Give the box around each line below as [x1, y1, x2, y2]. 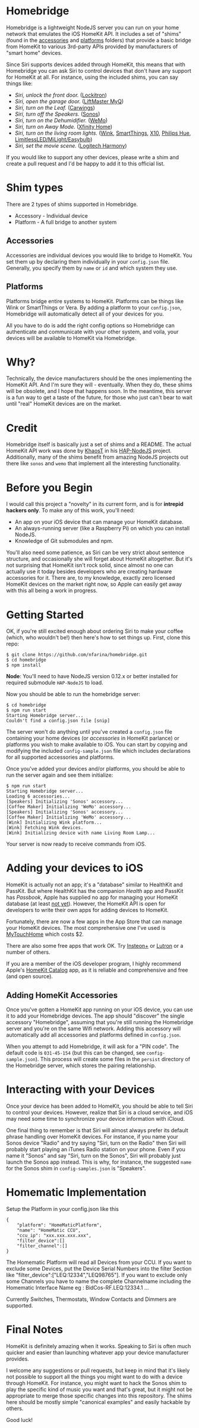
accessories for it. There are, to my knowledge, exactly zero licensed [6, 574, 175, 582]
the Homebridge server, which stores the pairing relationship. [6, 1062, 156, 1069]
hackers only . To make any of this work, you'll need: [6, 507, 135, 514]
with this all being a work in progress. [6, 587, 98, 594]
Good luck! [6, 1416, 33, 1423]
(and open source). [6, 973, 53, 980]
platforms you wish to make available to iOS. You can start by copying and [6, 741, 188, 748]
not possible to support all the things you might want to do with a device [6, 1373, 183, 1380]
